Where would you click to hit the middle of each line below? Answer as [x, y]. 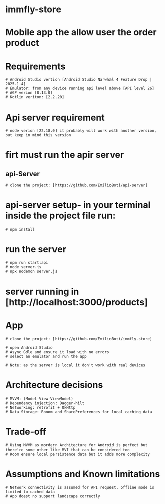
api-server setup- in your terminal [78, 205]
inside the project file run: [60, 216]
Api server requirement [55, 117]
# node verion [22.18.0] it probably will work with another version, [81, 131]
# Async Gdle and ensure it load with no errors [57, 352]
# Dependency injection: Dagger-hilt [45, 403]
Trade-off [26, 432]
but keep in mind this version [38, 135]
